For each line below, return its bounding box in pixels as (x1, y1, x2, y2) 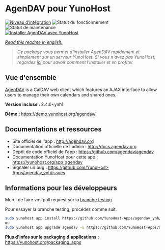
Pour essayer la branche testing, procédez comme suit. (5, 206, 117, 212)
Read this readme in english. (5, 39, 63, 45)
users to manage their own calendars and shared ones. (5, 92, 117, 97)
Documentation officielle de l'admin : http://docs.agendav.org (12, 143, 137, 149)
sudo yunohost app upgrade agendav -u (5, 225, 84, 230)
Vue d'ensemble (5, 73, 56, 82)
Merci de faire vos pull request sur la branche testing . (5, 197, 113, 203)
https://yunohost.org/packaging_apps (5, 239, 82, 245)
